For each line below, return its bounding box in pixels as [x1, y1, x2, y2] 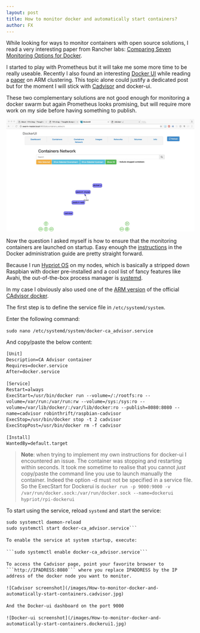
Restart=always [6, 387, 44, 393]
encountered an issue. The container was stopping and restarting [20, 457, 182, 464]
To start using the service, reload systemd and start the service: [6, 507, 161, 514]
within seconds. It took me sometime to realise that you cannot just [20, 464, 186, 471]
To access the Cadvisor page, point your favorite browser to [6, 561, 164, 567]
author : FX [6, 22, 33, 28]
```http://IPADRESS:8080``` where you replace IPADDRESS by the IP [6, 567, 178, 573]
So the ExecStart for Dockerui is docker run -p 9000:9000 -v [20, 483, 171, 490]
